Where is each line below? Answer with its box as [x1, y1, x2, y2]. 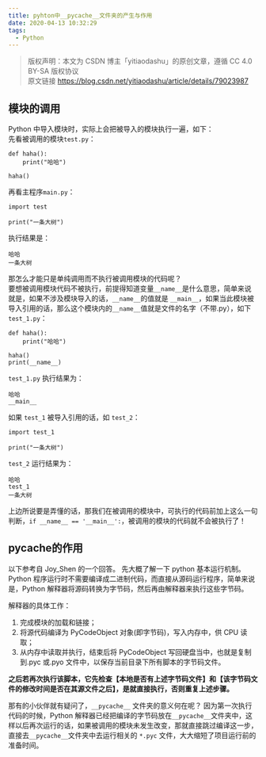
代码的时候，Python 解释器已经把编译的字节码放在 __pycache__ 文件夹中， [8, 710, 246, 720]
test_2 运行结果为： [8, 459, 74, 468]
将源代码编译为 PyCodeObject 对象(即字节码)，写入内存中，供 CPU [19, 627, 239, 637]
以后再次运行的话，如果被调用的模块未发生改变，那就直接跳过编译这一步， [14, 721, 258, 730]
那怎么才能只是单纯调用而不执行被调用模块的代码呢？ [8, 274, 182, 284]
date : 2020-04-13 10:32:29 [8, 19, 97, 27]
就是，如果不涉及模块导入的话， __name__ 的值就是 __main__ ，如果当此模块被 [8, 294, 255, 304]
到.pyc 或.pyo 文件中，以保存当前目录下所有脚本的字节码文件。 [19, 657, 226, 667]
